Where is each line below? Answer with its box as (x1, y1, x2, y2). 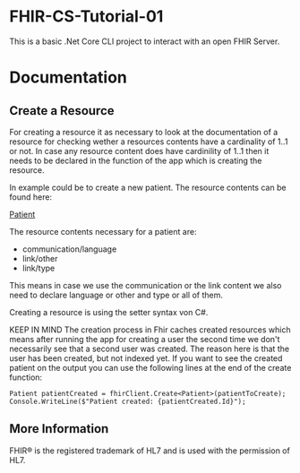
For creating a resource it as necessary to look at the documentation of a (9, 126, 279, 137)
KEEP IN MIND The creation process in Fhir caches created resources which (9, 324, 291, 335)
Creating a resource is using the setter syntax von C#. (9, 306, 209, 317)
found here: (9, 191, 52, 202)
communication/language (21, 244, 117, 254)
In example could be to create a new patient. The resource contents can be (9, 182, 287, 193)
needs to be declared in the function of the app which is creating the (9, 155, 262, 166)
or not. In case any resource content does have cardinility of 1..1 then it (9, 145, 270, 156)
